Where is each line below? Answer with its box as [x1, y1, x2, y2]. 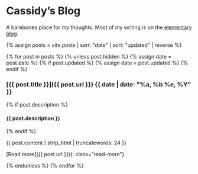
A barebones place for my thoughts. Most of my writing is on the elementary [6, 24, 192, 31]
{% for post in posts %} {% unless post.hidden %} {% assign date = [6, 53, 172, 60]
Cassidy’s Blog [6, 4, 81, 18]
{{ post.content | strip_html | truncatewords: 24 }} [6, 139, 127, 146]
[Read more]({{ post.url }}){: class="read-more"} [6, 151, 125, 158]
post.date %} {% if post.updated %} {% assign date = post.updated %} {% [6, 59, 189, 66]
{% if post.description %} [6, 101, 68, 108]
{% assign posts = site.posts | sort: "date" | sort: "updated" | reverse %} [6, 41, 182, 49]
